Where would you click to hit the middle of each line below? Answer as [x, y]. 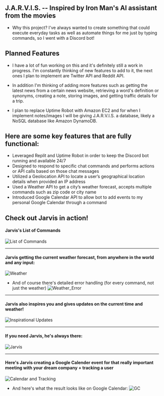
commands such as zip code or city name [54, 192]
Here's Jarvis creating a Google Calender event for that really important [79, 363]
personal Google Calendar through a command [59, 203]
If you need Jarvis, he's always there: [44, 336]
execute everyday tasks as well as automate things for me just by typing [85, 33]
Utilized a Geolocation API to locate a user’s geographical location [78, 177]
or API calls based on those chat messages [55, 171]
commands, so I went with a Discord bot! [53, 38]
